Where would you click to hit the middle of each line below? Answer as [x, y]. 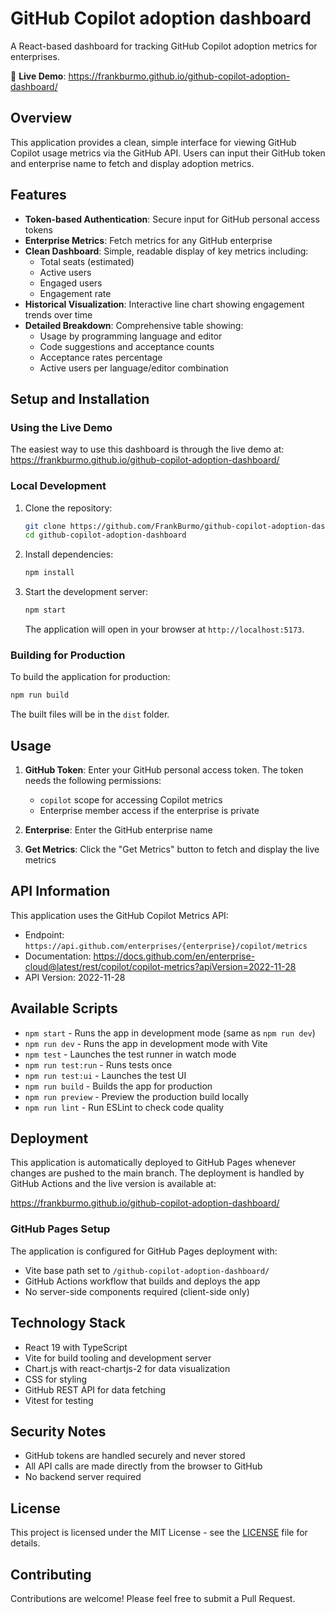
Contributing [51, 1574]
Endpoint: [44, 934]
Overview [41, 118]
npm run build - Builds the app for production [118, 1086]
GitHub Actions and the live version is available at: [113, 1184]
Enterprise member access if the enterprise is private [149, 811]
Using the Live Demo [61, 427]
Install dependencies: [69, 554]
